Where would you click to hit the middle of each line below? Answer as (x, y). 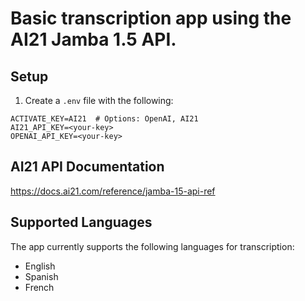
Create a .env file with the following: (99, 100)
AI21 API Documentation (87, 167)
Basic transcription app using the (151, 18)
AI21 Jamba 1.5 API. (93, 39)
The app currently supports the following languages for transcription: (152, 246)
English (40, 266)
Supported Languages (81, 222)
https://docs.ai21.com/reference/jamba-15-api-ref (113, 191)
